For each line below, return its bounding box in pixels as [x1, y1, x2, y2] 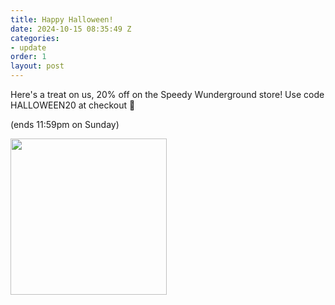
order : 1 [10, 52, 47, 62]
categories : [10, 33, 60, 43]
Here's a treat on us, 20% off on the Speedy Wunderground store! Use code [10, 89, 325, 100]
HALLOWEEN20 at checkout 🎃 [10, 99, 136, 111]
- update [10, 42, 47, 53]
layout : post [10, 61, 65, 71]
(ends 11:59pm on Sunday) [10, 119, 120, 130]
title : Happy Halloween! [10, 14, 114, 25]
